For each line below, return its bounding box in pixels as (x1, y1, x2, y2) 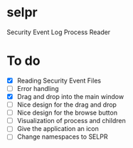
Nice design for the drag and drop (16, 100, 117, 109)
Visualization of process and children (16, 117, 126, 125)
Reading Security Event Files (16, 76, 101, 85)
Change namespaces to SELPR (16, 132, 108, 141)
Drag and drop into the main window (16, 92, 124, 100)
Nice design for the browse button (16, 108, 118, 117)
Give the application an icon (16, 125, 99, 133)
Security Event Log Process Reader (6, 28, 111, 36)
